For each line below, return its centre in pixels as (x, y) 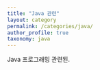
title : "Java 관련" (34, 13)
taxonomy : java (29, 39)
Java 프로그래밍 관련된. (39, 60)
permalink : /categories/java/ (50, 26)
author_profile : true (38, 33)
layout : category (32, 20)
